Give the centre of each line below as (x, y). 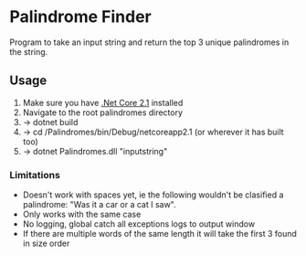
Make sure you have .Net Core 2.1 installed (103, 102)
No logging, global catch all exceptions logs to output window (139, 224)
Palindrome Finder (81, 17)
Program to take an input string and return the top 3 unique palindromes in (149, 42)
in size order (46, 243)
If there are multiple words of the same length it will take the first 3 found (159, 234)
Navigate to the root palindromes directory (103, 112)
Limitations (35, 175)
